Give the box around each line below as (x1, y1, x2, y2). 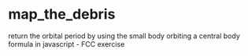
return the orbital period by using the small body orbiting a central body (8, 31, 240, 40)
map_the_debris (8, 5, 116, 23)
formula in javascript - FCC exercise (8, 39, 125, 48)
